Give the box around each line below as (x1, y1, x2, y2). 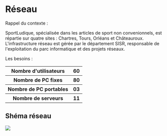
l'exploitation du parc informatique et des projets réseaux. (5, 46, 125, 52)
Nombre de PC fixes (13, 76, 63, 83)
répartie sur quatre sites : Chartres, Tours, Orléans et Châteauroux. (5, 35, 144, 41)
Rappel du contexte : (5, 20, 48, 26)
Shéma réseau (5, 112, 51, 120)
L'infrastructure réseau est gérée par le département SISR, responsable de (5, 40, 159, 46)
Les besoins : (5, 55, 33, 61)
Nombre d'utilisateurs (11, 67, 65, 74)
